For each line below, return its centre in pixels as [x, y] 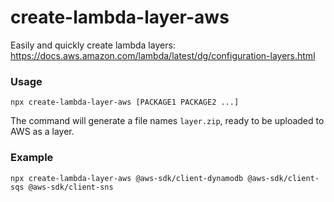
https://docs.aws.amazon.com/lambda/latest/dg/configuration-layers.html [163, 55]
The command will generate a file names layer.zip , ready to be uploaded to [167, 121]
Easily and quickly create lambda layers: [93, 45]
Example [32, 158]
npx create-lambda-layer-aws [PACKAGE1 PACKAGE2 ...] [125, 102]
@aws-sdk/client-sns [71, 187]
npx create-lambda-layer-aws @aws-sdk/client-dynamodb [127, 178]
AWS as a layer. [42, 132]
